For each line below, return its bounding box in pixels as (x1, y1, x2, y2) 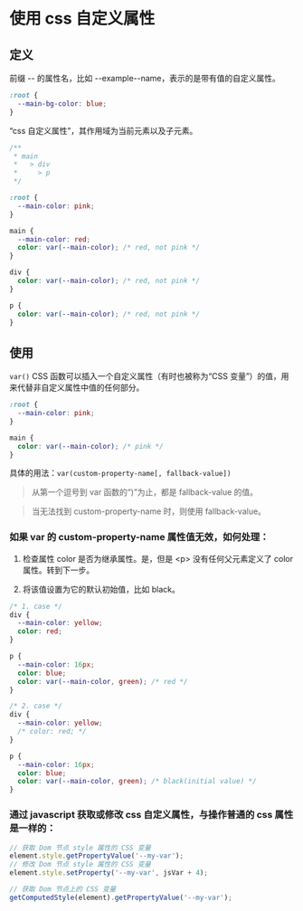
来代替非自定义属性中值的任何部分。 (9, 382, 145, 394)
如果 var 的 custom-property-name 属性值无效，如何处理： (9, 531, 270, 544)
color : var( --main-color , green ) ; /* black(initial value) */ (17, 777, 257, 786)
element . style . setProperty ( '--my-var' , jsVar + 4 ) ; (9, 868, 208, 878)
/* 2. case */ (9, 702, 63, 711)
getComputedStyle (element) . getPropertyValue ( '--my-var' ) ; (9, 893, 232, 902)
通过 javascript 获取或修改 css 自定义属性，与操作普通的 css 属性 (9, 809, 294, 821)
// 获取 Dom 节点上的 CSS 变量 (9, 885, 117, 894)
